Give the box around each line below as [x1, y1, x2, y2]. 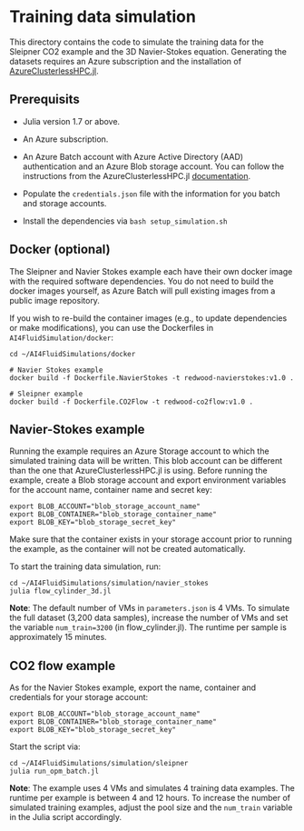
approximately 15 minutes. [9, 632, 107, 643]
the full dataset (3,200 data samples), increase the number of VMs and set [9, 612, 289, 624]
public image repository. [9, 295, 100, 305]
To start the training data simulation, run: [9, 561, 162, 572]
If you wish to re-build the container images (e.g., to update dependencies [9, 312, 288, 324]
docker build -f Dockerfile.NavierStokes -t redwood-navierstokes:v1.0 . [9, 373, 295, 383]
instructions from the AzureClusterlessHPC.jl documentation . [22, 170, 251, 181]
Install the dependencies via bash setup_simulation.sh [22, 215, 228, 226]
